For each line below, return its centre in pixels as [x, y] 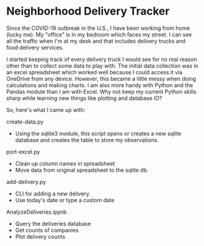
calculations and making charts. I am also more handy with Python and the [100, 85]
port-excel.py [23, 152]
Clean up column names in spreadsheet [65, 163]
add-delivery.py [26, 181]
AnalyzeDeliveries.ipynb [37, 212]
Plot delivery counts [40, 236]
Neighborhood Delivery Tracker [88, 11]
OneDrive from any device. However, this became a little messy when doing [101, 79]
